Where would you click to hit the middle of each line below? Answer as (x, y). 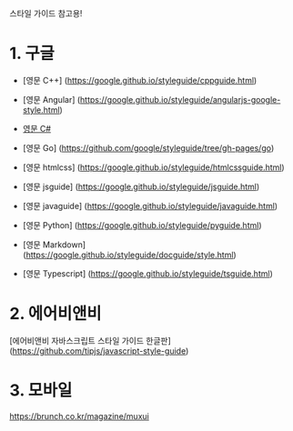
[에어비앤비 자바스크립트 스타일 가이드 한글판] (90, 340)
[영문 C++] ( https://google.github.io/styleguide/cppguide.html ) (140, 80)
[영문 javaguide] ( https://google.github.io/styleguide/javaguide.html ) (150, 205)
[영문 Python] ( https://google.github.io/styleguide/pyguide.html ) (142, 225)
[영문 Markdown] (54, 245)
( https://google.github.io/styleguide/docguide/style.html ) (129, 255)
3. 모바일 (41, 391)
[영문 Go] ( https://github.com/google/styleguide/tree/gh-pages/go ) (148, 147)
